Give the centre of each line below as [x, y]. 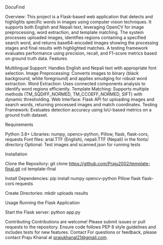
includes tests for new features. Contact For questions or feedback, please [81, 232]
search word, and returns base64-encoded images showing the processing [82, 43]
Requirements [19, 124]
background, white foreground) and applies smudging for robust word [76, 78]
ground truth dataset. [27, 115]
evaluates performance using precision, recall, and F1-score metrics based [81, 53]
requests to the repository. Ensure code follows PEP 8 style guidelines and [81, 227]
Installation [16, 154]
